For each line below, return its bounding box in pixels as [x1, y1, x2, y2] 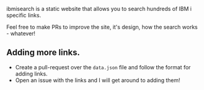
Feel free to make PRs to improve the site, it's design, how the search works [6, 24, 198, 30]
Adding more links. [6, 47, 80, 58]
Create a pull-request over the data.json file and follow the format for [15, 63, 191, 71]
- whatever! [6, 30, 36, 37]
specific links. [6, 12, 42, 19]
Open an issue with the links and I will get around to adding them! [15, 76, 181, 84]
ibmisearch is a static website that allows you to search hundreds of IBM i [6, 5, 192, 12]
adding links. [15, 70, 48, 77]
